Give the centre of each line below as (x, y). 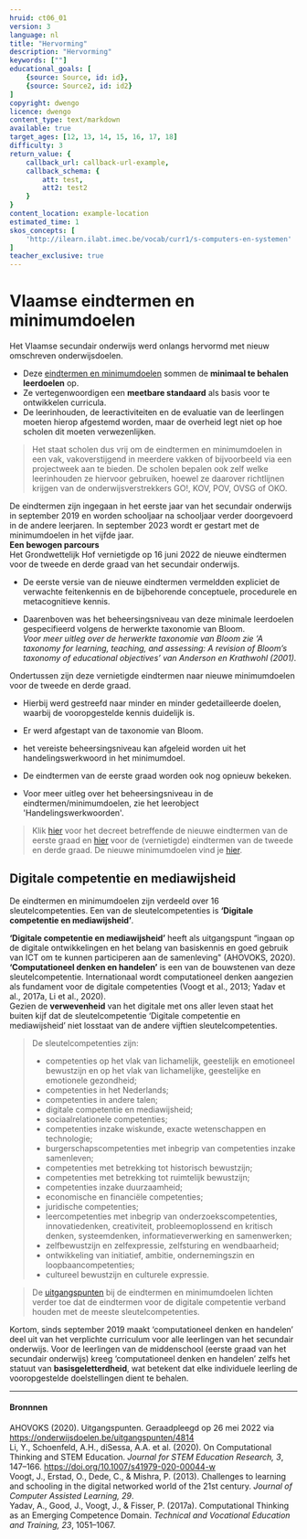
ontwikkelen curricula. (64, 402)
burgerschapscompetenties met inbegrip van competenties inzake (170, 1148)
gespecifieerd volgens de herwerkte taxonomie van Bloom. (133, 629)
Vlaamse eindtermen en (102, 301)
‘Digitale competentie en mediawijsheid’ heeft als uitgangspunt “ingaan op (152, 937)
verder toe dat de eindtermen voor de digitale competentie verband (159, 1302)
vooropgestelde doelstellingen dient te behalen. (99, 1378)
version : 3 (30, 27)
